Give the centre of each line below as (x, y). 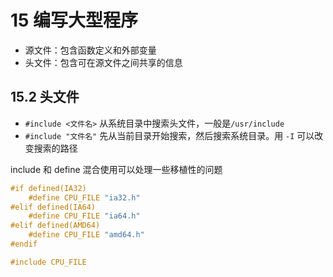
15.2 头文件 (45, 97)
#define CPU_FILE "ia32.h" (84, 197)
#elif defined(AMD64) (55, 226)
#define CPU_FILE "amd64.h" (86, 235)
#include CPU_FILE (48, 262)
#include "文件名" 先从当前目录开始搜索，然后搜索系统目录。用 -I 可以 (169, 135)
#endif (24, 244)
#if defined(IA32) (48, 188)
